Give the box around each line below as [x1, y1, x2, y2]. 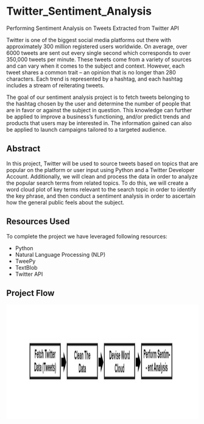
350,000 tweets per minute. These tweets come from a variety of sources [6, 56, 192, 63]
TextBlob [15, 264, 38, 271]
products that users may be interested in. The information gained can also [6, 119, 192, 126]
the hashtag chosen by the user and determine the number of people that [6, 99, 191, 107]
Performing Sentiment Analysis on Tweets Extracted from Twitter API [6, 24, 180, 32]
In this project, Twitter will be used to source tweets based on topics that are [6, 160, 199, 167]
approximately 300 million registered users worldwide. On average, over [6, 43, 188, 50]
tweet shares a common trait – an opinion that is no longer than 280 [6, 68, 176, 76]
